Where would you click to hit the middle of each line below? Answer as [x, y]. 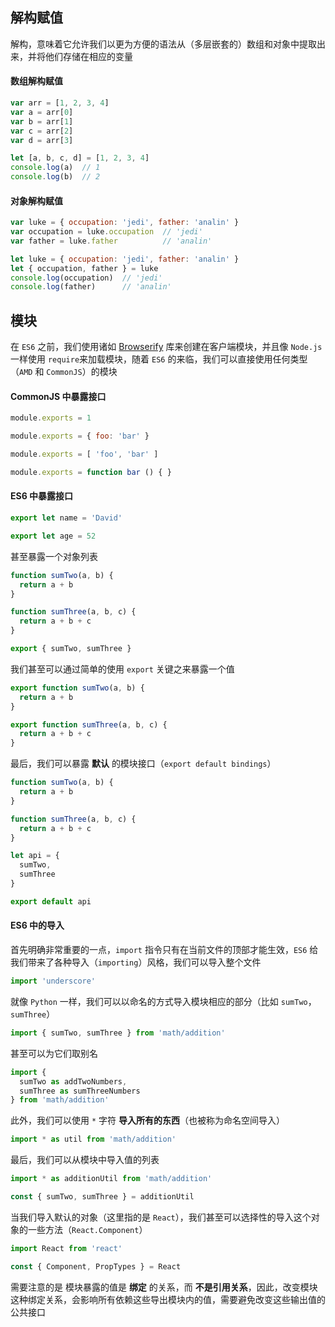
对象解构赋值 [36, 200]
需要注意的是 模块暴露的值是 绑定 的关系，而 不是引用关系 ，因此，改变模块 [164, 1287]
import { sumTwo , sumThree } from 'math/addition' [118, 1033]
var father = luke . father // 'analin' [111, 241]
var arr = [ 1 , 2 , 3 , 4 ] [60, 103]
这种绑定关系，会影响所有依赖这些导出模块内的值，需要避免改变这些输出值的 [168, 1299]
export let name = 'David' [66, 518]
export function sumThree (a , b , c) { [89, 724]
